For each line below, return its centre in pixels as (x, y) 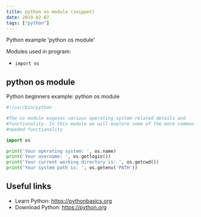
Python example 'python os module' (51, 40)
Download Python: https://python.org (61, 207)
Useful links (29, 186)
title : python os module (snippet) (51, 12)
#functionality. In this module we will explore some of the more (91, 123)
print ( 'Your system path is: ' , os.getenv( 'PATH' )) (72, 168)
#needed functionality (34, 129)
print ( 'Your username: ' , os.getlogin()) (59, 156)
